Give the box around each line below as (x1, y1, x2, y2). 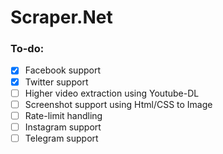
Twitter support (24, 76, 89, 88)
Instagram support (24, 121, 102, 133)
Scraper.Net (10, 6, 113, 29)
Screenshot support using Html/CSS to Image (24, 98, 213, 110)
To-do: (10, 42, 45, 56)
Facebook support (24, 64, 101, 76)
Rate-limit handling (24, 109, 103, 121)
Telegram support (24, 132, 99, 144)
